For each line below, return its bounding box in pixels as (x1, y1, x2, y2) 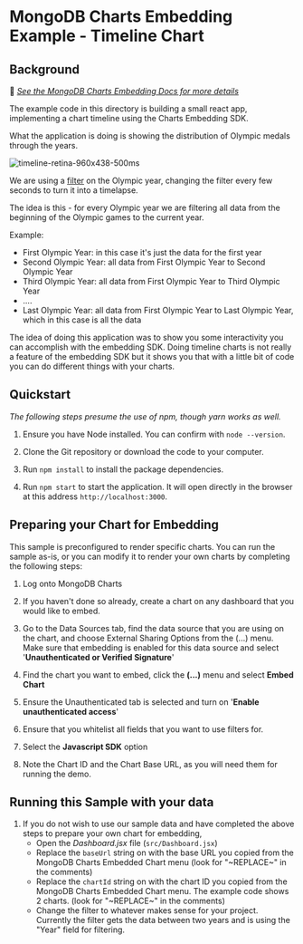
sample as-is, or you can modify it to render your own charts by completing (9, 551, 291, 562)
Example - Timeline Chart (9, 25, 205, 46)
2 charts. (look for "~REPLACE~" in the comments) (35, 895, 226, 907)
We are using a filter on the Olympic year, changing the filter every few (9, 175, 273, 186)
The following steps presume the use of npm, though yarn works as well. (9, 410, 282, 422)
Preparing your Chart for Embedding (9, 517, 220, 533)
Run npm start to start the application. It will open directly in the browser (22, 481, 293, 492)
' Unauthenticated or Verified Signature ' (22, 651, 175, 662)
